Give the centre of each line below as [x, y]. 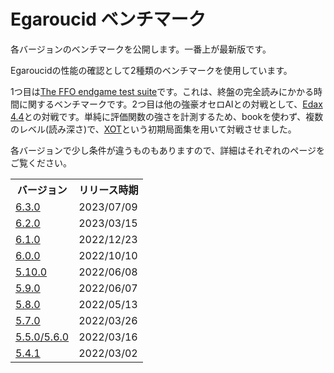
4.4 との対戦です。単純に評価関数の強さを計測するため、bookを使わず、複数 [167, 116]
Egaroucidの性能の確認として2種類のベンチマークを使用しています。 [151, 70]
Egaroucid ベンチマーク [108, 19]
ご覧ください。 [41, 162]
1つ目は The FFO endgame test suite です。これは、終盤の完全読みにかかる [162, 91]
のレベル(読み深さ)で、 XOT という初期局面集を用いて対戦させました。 [153, 129]
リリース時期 [108, 190]
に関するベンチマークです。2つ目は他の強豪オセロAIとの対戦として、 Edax [170, 104]
